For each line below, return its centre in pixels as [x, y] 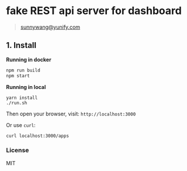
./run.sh [17, 103]
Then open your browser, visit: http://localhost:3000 [71, 114]
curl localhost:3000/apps [37, 136]
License [18, 151]
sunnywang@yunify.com [50, 27]
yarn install [22, 98]
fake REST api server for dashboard [94, 11]
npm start [18, 76]
